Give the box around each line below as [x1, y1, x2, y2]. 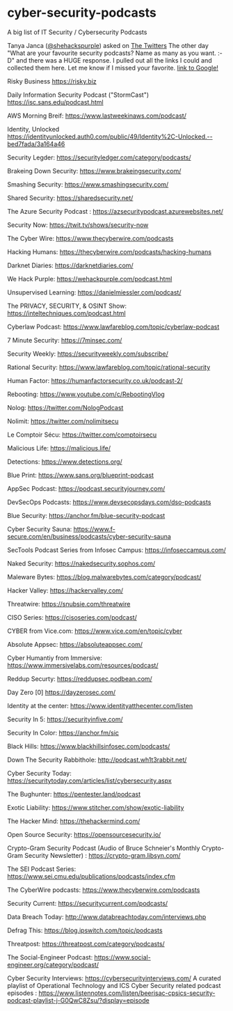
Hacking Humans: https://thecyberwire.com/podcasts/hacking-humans [7, 247, 212, 256]
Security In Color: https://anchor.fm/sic [7, 728, 120, 737]
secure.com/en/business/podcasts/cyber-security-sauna [7, 532, 172, 540]
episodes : [7, 989, 38, 997]
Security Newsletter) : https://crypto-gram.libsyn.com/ [24, 851, 181, 859]
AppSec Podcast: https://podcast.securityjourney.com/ [7, 484, 166, 492]
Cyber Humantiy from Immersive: [7, 653, 103, 662]
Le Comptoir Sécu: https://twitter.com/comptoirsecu [7, 430, 157, 439]
